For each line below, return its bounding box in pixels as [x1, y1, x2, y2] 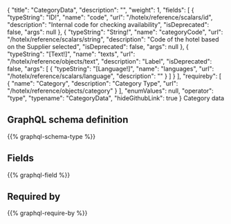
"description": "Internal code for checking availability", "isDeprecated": [7, 21, 210, 28]
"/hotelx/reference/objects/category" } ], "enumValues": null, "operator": [7, 86, 214, 95]
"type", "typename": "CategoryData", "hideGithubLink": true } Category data [7, 94, 225, 102]
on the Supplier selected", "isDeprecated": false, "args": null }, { [7, 43, 189, 50]
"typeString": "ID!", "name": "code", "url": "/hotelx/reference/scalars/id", [7, 13, 213, 21]
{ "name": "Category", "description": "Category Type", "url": [7, 80, 178, 87]
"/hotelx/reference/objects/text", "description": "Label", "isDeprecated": [7, 57, 212, 65]
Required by [7, 191, 61, 203]
